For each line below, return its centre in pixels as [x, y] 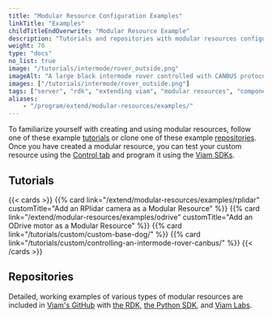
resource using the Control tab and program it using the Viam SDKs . [121, 155]
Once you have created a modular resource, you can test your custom [125, 146]
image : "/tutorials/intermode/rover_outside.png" [94, 69]
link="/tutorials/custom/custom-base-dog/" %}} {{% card [104, 234]
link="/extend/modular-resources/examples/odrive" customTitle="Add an [131, 217]
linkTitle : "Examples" [47, 23]
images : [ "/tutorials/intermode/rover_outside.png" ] [99, 83]
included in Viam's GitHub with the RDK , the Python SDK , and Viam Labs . [130, 305]
